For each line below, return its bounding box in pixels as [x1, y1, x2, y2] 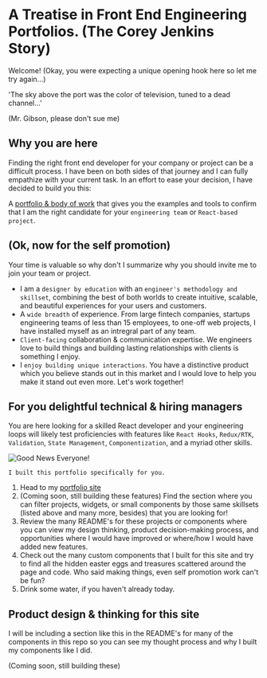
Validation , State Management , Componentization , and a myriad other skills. [8, 438, 253, 448]
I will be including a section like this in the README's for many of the [8, 629, 234, 638]
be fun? [19, 576, 45, 586]
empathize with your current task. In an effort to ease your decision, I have [8, 174, 253, 184]
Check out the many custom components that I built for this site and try [19, 551, 254, 560]
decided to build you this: [8, 183, 92, 193]
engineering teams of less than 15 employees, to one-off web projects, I [19, 317, 257, 327]
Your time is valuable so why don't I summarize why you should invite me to [8, 260, 257, 269]
